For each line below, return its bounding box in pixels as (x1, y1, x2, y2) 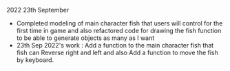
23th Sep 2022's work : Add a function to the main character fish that (16, 41, 214, 49)
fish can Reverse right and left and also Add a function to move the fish (16, 48, 218, 57)
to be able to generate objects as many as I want (16, 34, 155, 42)
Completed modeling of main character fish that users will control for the (16, 19, 223, 27)
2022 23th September (6, 6, 70, 14)
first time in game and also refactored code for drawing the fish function (16, 27, 222, 34)
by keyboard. (16, 56, 54, 64)
